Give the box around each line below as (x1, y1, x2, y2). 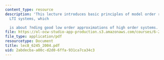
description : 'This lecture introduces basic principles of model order (5, 12, 156, 17)
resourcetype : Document (5, 39, 54, 44)
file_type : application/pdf (5, 34, 62, 39)
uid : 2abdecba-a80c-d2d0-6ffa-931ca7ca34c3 (5, 47, 95, 53)
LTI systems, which (9, 16, 49, 21)
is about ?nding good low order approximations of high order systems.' (9, 25, 161, 30)
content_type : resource (5, 7, 54, 12)
